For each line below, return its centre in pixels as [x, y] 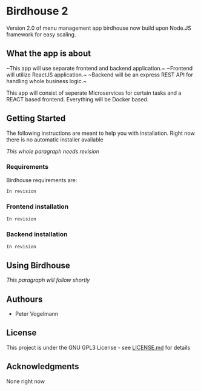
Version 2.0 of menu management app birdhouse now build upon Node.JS [99, 28]
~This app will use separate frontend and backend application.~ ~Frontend [100, 68]
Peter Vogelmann [37, 314]
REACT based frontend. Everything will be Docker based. [77, 99]
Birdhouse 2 [37, 11]
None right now [26, 381]
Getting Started [36, 119]
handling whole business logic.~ [47, 81]
